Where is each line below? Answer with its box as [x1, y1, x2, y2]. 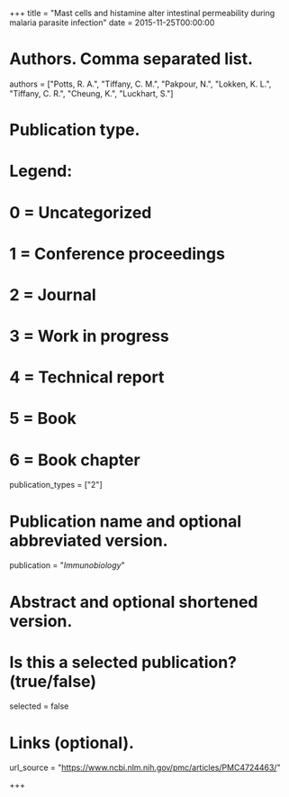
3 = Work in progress [9, 326, 169, 346]
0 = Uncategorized [9, 202, 152, 223]
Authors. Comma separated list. [9, 49, 254, 69]
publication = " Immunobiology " [9, 560, 125, 571]
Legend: [9, 161, 73, 181]
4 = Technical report [9, 367, 165, 388]
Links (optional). [9, 732, 135, 753]
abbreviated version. [9, 530, 168, 551]
